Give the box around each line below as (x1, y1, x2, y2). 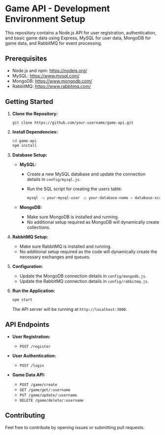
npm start (12, 298, 33, 302)
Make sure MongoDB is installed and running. (27, 214, 119, 220)
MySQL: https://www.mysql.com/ (12, 72, 80, 79)
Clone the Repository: (12, 110, 58, 116)
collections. (27, 225, 51, 231)
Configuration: (12, 264, 43, 269)
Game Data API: (12, 371, 45, 377)
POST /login (19, 363, 44, 368)
